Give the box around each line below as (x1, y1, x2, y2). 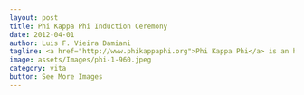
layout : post (9, 13, 59, 23)
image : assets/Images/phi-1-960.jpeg (9, 55, 152, 64)
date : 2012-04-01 (9, 30, 75, 39)
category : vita (9, 64, 67, 73)
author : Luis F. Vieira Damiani (9, 38, 131, 48)
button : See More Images (9, 72, 103, 81)
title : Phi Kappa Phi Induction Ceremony (9, 22, 168, 31)
